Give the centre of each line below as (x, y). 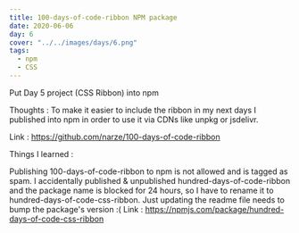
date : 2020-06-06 (42, 26)
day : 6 (21, 34)
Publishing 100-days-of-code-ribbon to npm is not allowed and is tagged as (149, 171)
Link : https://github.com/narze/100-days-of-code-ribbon (115, 137)
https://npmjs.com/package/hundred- (215, 209)
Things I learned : (42, 154)
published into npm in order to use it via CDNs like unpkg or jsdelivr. (134, 119)
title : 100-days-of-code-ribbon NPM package (93, 17)
